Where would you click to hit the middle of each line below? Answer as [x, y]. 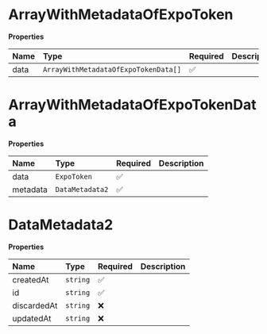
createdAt [31, 279]
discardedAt [35, 305]
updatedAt [32, 318]
